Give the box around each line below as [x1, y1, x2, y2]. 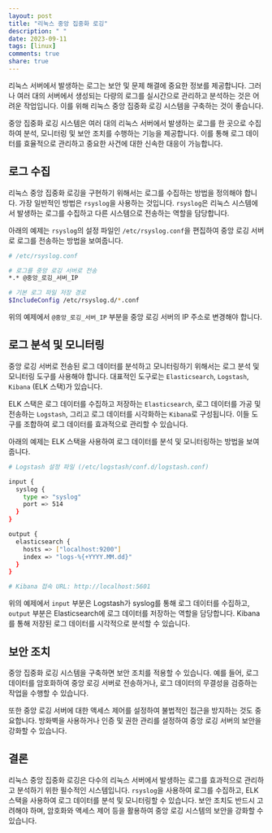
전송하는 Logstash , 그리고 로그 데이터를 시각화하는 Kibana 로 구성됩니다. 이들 [8, 408, 250, 419]
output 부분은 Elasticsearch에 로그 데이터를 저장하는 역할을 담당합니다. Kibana [8, 608, 261, 618]
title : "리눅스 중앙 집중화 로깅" [8, 20, 108, 28]
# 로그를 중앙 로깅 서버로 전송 [8, 266, 97, 275]
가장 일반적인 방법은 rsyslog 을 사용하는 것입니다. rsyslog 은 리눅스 [19, 198, 231, 207]
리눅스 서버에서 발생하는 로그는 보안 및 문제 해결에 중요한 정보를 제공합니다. [8, 81, 247, 90]
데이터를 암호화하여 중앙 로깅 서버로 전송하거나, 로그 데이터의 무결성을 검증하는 [8, 678, 258, 687]
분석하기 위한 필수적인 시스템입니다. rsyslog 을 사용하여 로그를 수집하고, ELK [16, 785, 259, 795]
